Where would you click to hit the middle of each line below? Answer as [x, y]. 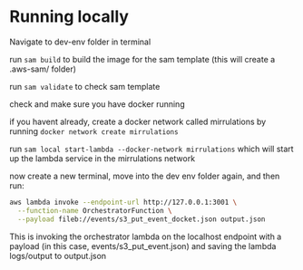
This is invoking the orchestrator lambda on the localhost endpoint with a [146, 236]
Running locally [69, 17]
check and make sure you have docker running [97, 104]
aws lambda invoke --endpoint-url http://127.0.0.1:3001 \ [123, 202]
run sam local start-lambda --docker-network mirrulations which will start [151, 149]
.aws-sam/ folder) [43, 69]
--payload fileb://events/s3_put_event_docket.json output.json [142, 219]
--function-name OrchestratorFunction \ [95, 210]
